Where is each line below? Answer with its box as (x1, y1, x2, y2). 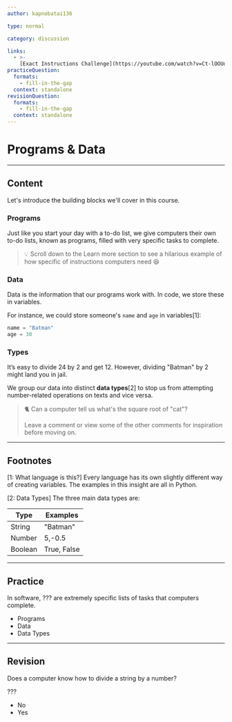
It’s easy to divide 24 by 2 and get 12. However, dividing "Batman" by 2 (7, 363, 209, 371)
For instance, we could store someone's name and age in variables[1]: (7, 311, 202, 320)
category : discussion (7, 35, 70, 42)
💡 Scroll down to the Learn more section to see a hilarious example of (23, 250, 222, 258)
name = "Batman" (7, 324, 54, 332)
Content (7, 178, 43, 189)
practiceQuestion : (7, 67, 60, 74)
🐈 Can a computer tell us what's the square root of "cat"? (23, 405, 188, 414)
